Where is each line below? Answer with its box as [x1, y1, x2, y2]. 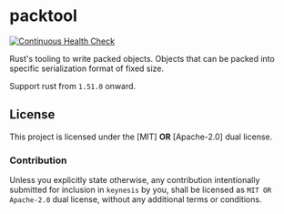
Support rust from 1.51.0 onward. [9, 80, 137, 91]
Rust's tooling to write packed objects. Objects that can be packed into [9, 53, 275, 64]
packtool [9, 5, 77, 26]
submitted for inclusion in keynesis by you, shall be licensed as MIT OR [9, 184, 272, 196]
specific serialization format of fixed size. [9, 63, 165, 74]
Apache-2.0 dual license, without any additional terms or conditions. [9, 194, 262, 205]
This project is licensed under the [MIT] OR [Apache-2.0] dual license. [9, 131, 273, 142]
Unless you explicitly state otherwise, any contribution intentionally [9, 175, 260, 186]
